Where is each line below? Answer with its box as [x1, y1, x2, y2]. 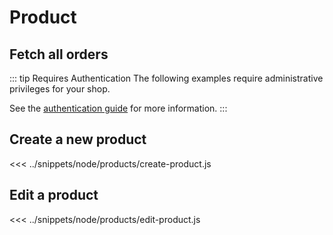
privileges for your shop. [9, 83, 111, 95]
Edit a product [9, 187, 99, 204]
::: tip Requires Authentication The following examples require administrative [9, 72, 324, 84]
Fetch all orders [9, 46, 109, 63]
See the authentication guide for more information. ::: [9, 102, 228, 114]
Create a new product [9, 131, 147, 148]
